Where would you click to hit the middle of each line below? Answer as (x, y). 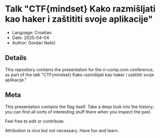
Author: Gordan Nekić (34, 42)
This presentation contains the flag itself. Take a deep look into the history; (80, 107)
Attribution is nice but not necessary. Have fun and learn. (62, 130)
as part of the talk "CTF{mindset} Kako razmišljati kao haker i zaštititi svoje (80, 75)
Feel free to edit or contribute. (35, 121)
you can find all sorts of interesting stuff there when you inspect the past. (78, 111)
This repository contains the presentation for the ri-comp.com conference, (80, 69)
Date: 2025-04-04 (31, 38)
